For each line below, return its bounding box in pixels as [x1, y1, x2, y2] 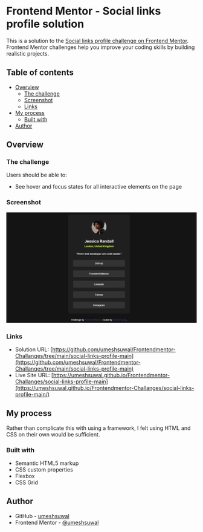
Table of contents [6, 68, 74, 78]
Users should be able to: [6, 171, 68, 179]
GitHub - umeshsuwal [14, 512, 69, 519]
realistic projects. [6, 50, 50, 57]
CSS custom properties [14, 466, 74, 473]
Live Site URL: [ [14, 371, 54, 378]
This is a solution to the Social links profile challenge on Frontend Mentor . [6, 37, 189, 44]
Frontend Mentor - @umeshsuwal [14, 519, 99, 526]
